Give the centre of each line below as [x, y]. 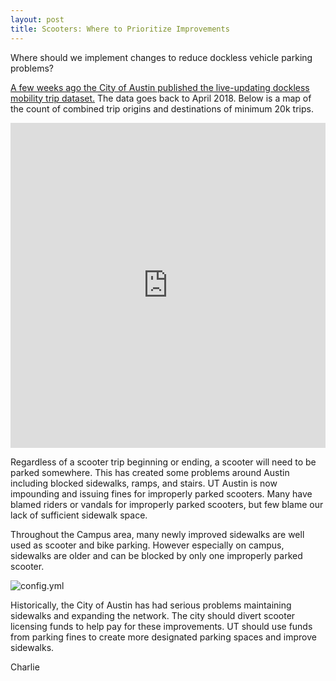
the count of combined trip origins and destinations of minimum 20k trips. [162, 108]
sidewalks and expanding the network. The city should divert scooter [153, 615]
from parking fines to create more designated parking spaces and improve [163, 637]
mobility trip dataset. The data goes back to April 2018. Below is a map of [161, 98]
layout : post [37, 19]
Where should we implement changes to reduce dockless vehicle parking [161, 57]
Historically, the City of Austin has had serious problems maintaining [151, 605]
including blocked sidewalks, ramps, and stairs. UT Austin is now [144, 483]
